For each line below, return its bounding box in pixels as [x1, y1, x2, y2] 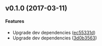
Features [5, 18, 24, 24]
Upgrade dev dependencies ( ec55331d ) [12, 29, 96, 35]
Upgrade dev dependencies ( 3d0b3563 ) [12, 35, 97, 41]
